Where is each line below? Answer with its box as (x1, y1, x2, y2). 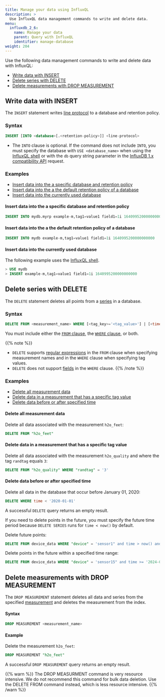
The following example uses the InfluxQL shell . (5, 257, 100, 264)
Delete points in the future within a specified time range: (5, 550, 119, 556)
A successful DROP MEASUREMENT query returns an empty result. (5, 662, 131, 667)
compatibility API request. (12, 158, 65, 164)
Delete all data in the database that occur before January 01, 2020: (5, 489, 141, 495)
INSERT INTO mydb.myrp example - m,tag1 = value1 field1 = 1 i (5, 214, 122, 219)
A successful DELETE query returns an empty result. (5, 507, 109, 513)
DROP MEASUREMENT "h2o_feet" (5, 653, 65, 658)
